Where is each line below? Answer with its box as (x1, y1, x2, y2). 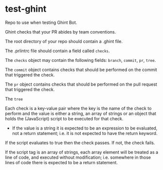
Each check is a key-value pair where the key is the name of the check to (5, 105, 152, 111)
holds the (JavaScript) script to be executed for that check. (5, 115, 124, 121)
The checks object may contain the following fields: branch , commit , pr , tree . (5, 57, 156, 63)
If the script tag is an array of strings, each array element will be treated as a (5, 149, 159, 155)
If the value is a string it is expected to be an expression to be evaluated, (12, 125, 158, 131)
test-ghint (5, 3, 47, 15)
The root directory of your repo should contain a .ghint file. (5, 38, 123, 44)
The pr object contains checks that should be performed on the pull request (5, 81, 157, 87)
